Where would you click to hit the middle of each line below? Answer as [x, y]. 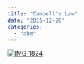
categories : [25, 27]
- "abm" [25, 33]
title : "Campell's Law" [43, 14]
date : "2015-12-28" [36, 20]
